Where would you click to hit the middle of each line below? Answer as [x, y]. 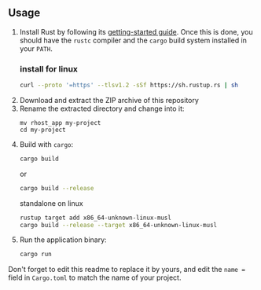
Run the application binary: [63, 240]
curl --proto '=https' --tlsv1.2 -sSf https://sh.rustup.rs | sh [129, 86]
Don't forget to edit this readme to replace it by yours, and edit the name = [127, 270]
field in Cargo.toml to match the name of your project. [95, 277]
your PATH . [36, 48]
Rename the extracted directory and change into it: [102, 108]
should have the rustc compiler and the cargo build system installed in [133, 40]
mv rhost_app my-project [60, 123]
